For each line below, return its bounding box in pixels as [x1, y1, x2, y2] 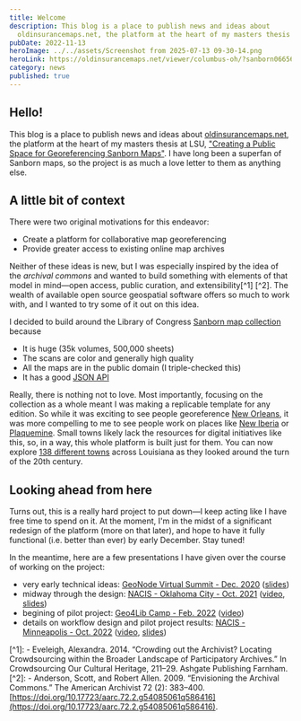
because [9, 326, 42, 337]
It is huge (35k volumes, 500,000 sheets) [21, 343, 175, 355]
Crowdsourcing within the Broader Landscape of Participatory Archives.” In [9, 654, 287, 664]
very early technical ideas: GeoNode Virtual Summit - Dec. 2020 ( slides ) [21, 579, 289, 590]
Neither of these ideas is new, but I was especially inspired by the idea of [9, 261, 279, 272]
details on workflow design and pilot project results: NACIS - [21, 617, 246, 629]
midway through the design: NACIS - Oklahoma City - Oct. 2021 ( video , [21, 589, 286, 600]
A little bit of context [9, 192, 125, 207]
